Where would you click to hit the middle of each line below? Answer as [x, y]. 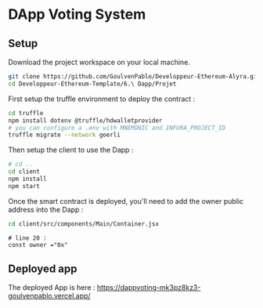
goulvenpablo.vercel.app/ [50, 296]
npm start [24, 186]
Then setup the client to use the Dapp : [71, 150]
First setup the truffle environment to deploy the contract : [102, 99]
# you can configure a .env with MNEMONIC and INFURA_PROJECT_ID [117, 128]
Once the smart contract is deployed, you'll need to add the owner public [126, 201]
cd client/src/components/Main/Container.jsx [83, 224]
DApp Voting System [77, 14]
